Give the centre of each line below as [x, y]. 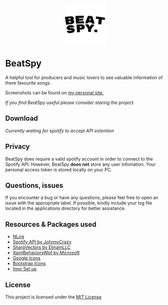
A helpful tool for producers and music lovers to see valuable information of [84, 78]
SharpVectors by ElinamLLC [41, 247]
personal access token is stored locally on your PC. [59, 169]
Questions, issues [34, 185]
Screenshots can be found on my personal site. [54, 93]
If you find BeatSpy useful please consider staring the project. [70, 102]
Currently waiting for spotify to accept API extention [60, 131]
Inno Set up [25, 269]
